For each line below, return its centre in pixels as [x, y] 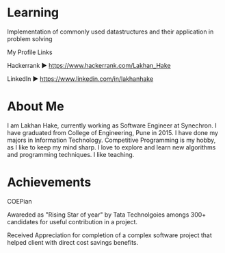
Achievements [49, 182]
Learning [33, 13]
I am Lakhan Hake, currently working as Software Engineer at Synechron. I [112, 125]
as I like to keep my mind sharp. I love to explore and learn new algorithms [111, 147]
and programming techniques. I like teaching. [71, 154]
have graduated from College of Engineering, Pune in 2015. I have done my [113, 132]
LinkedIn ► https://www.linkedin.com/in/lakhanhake [80, 79]
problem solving [30, 38]
